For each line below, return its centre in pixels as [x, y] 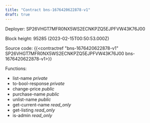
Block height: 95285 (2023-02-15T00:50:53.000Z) [57, 38]
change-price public [33, 88]
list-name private [30, 78]
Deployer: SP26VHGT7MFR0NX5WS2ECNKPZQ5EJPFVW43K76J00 [75, 28]
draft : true [17, 14]
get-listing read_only [33, 110]
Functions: [16, 68]
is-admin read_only [32, 115]
